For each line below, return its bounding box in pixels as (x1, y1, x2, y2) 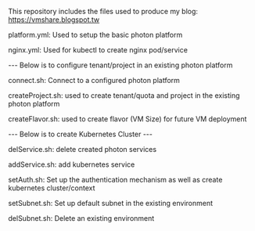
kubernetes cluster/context (8, 183, 95, 193)
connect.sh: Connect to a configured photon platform (8, 76, 180, 85)
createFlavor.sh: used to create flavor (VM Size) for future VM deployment (8, 114, 247, 124)
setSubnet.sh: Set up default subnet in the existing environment (8, 199, 214, 208)
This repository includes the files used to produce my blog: (8, 7, 198, 16)
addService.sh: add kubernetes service (8, 160, 135, 169)
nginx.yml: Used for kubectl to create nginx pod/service (8, 45, 188, 54)
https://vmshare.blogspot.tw (8, 15, 100, 24)
